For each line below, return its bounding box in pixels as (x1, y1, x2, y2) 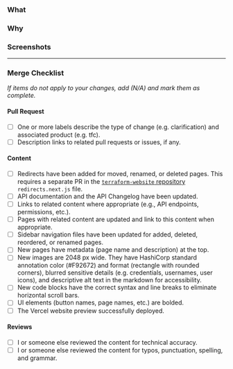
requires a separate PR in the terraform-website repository (17, 178, 186, 186)
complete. (7, 92, 36, 100)
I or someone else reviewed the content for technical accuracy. (17, 338, 198, 346)
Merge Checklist (7, 68, 64, 78)
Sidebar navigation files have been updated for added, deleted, (17, 230, 198, 239)
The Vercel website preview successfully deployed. (17, 307, 165, 315)
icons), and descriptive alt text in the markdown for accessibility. (17, 276, 202, 284)
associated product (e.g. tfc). (17, 130, 101, 139)
